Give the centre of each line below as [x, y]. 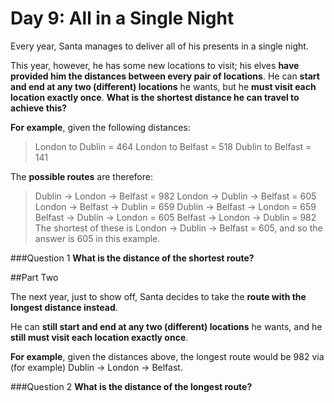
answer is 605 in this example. [97, 238]
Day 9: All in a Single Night [122, 18]
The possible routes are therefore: [81, 176]
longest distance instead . [64, 307]
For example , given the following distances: [100, 127]
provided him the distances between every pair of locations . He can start [165, 76]
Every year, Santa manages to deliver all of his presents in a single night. [159, 46]
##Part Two [34, 277]
